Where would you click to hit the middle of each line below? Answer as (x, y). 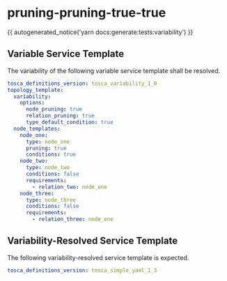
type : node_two (48, 168)
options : (32, 103)
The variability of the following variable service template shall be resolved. (114, 70)
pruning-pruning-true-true (87, 13)
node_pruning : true (54, 109)
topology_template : (36, 90)
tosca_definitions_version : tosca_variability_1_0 (82, 83)
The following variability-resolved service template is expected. (98, 257)
